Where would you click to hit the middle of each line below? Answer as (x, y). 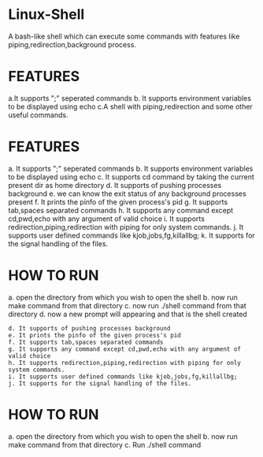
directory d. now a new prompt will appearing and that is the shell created (128, 314)
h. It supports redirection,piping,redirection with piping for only (125, 363)
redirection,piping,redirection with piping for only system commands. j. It (126, 227)
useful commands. (38, 115)
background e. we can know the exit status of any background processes (127, 193)
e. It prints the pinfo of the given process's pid (94, 335)
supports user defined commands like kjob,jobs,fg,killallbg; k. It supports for (132, 235)
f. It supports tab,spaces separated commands (86, 342)
